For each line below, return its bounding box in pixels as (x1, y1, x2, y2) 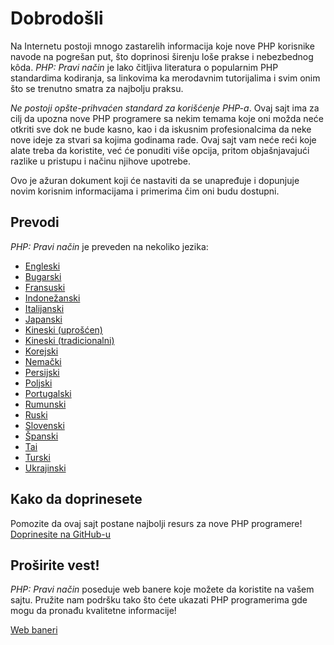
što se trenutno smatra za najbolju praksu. (10, 82, 184, 94)
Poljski (24, 377, 53, 389)
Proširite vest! (10, 557, 100, 574)
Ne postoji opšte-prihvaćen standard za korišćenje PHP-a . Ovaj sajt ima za (10, 102, 320, 114)
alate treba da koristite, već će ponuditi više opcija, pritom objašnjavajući (10, 144, 310, 156)
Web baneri (10, 624, 58, 636)
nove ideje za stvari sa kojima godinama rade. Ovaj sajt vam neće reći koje (10, 133, 317, 146)
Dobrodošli (10, 7, 104, 30)
